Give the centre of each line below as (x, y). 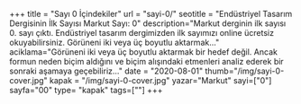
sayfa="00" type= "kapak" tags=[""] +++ (87, 90)
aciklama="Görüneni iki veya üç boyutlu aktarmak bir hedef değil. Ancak (143, 52)
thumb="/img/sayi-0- (245, 71)
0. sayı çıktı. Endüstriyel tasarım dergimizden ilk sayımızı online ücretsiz (142, 33)
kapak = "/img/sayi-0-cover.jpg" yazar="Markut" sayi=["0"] (160, 80)
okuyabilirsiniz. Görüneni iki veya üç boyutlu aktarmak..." (114, 42)
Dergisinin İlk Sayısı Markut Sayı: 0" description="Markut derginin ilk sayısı (148, 23)
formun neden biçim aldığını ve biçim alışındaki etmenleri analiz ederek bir (146, 61)
